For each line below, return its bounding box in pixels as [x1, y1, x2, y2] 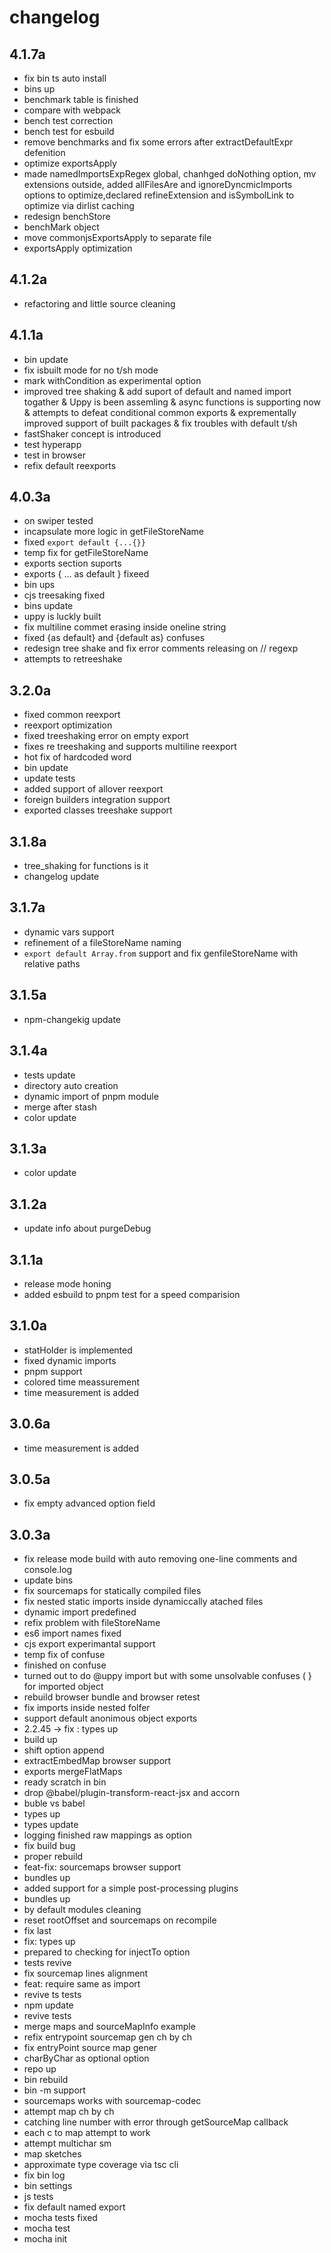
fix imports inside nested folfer [23, 1702, 151, 1714]
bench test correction [23, 115, 114, 126]
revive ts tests [23, 1989, 82, 2001]
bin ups [23, 579, 56, 591]
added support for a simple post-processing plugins [23, 1882, 239, 1895]
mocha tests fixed [23, 2212, 98, 2224]
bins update [23, 600, 74, 612]
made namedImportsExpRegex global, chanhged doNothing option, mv [23, 168, 317, 180]
